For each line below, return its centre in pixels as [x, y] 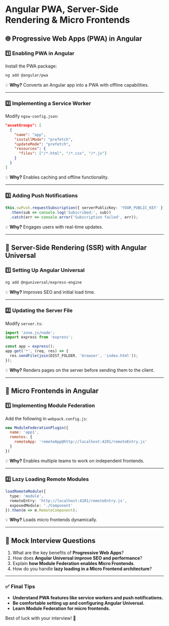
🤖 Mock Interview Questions [50, 541]
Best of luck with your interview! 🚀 [41, 618]
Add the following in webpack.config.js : [46, 419]
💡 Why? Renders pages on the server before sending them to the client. [80, 370]
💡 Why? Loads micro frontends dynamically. [51, 520]
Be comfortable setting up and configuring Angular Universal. [78, 603]
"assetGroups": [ [23, 125]
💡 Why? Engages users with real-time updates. [54, 227]
